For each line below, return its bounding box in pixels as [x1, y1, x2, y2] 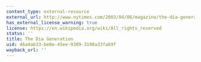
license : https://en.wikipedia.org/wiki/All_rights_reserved [6, 25, 162, 31]
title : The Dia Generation [6, 36, 74, 42]
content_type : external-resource [6, 8, 90, 15]
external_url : [6, 14, 42, 20]
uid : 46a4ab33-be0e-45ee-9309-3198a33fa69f [6, 42, 117, 48]
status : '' [6, 31, 33, 37]
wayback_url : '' [6, 47, 47, 53]
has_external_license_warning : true [6, 19, 98, 25]
